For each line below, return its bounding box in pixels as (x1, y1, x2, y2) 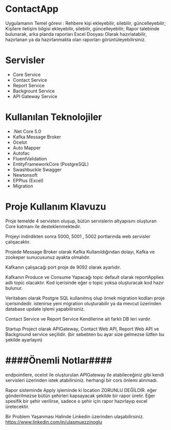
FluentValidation (12, 155, 47, 162)
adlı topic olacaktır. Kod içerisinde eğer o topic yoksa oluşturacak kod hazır (5, 279, 164, 286)
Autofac (12, 150, 30, 156)
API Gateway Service (12, 93, 58, 99)
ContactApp (5, 3, 59, 15)
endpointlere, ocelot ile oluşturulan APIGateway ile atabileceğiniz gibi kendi (5, 371, 164, 378)
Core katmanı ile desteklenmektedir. (5, 223, 81, 229)
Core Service (12, 71, 41, 78)
